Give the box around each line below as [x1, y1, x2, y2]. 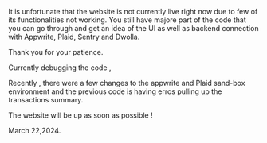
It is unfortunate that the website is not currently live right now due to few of [8, 7, 258, 16]
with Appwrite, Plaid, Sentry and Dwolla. [8, 32, 140, 41]
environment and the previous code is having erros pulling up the [8, 87, 222, 96]
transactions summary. [8, 95, 84, 104]
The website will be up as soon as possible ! [8, 110, 153, 120]
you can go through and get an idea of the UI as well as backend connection [8, 24, 259, 33]
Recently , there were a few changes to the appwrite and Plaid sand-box [8, 79, 245, 87]
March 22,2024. [8, 126, 61, 135]
